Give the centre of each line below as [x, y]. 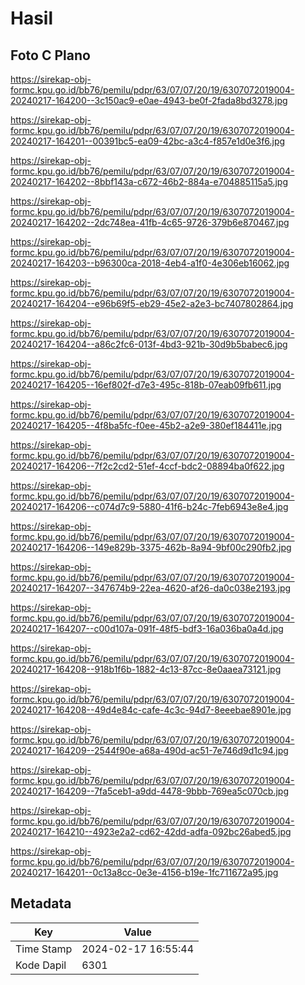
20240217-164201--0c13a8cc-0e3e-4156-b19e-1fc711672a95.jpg [144, 872]
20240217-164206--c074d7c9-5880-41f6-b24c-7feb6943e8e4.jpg [149, 506]
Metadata [41, 903]
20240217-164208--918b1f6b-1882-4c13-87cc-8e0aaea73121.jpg [146, 669]
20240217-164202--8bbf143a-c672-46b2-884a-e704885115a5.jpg [149, 181]
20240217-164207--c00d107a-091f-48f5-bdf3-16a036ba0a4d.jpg [147, 628]
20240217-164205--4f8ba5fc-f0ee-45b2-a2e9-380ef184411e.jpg [146, 425]
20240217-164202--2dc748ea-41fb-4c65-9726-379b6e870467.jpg [150, 222]
